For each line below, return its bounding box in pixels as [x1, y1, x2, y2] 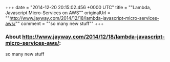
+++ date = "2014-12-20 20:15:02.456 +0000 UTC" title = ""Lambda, [5, 5, 151, 10]
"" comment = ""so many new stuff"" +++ [15, 20, 104, 26]
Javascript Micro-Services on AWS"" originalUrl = [5, 10, 111, 16]
